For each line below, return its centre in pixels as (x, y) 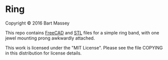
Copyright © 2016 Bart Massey (37, 23)
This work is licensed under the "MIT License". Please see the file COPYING (84, 47)
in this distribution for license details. (43, 53)
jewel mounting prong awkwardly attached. (50, 38)
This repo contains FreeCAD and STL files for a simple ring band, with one (82, 32)
